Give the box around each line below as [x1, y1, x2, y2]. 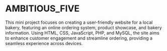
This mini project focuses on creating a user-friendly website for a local [5, 19, 153, 25]
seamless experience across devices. [5, 40, 83, 46]
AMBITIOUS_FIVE [5, 3, 80, 14]
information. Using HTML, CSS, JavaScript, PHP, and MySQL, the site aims [5, 30, 159, 36]
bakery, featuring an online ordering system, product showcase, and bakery [5, 24, 162, 30]
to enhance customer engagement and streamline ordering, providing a [5, 35, 153, 41]
